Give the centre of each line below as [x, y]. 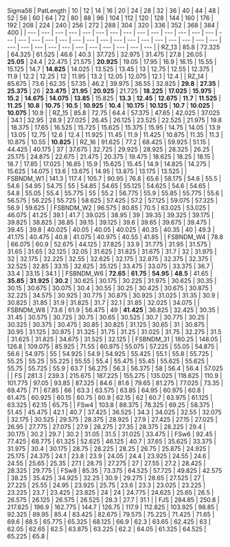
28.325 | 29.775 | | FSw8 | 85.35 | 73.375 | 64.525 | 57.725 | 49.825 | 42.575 [115, 470]
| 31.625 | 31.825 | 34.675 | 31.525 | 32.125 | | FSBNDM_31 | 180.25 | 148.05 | [114, 339]
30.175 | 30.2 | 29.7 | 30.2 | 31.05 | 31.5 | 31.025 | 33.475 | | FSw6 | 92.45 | [112, 434]
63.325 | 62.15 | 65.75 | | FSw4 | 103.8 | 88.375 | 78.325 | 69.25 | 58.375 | [111, 405]
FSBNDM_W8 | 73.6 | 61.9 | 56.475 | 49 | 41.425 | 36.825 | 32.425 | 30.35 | [113, 310]
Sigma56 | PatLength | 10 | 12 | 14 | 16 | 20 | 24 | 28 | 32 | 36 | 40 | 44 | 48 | [113, 11]
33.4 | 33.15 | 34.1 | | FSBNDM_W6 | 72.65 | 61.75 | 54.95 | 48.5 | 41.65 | [110, 273]
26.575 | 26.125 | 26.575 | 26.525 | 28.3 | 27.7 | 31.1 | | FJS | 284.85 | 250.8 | [113, 500]
